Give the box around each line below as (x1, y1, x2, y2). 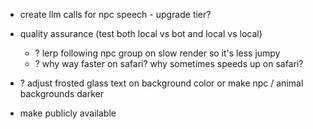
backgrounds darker (19, 88, 104, 99)
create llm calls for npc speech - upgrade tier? (19, 9, 212, 20)
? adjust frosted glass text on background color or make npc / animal (19, 77, 304, 89)
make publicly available (19, 107, 117, 119)
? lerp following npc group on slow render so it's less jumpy (34, 47, 281, 59)
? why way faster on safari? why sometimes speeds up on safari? (34, 58, 304, 69)
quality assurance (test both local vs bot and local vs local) (19, 28, 263, 39)
